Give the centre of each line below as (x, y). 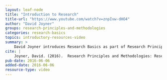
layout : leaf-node (24, 10)
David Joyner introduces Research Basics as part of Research (80, 47)
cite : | (13, 51)
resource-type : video (28, 70)
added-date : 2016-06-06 (30, 65)
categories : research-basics (35, 33)
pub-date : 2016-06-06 (28, 61)
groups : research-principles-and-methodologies (55, 28)
